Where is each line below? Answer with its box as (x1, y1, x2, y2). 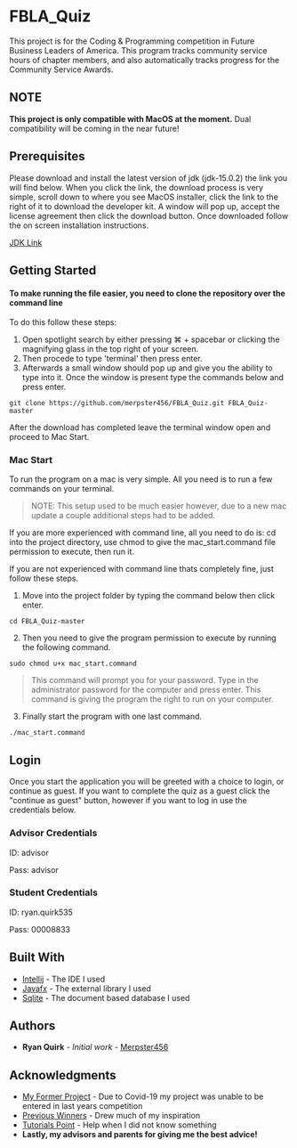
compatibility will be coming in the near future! (9, 123, 180, 134)
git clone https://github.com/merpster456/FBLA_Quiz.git (9, 399, 225, 408)
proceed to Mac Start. (9, 432, 90, 443)
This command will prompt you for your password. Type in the (30, 675, 260, 686)
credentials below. (9, 804, 76, 816)
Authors (9, 1018, 56, 1034)
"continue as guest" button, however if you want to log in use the (9, 795, 247, 806)
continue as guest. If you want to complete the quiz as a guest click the (9, 786, 270, 796)
